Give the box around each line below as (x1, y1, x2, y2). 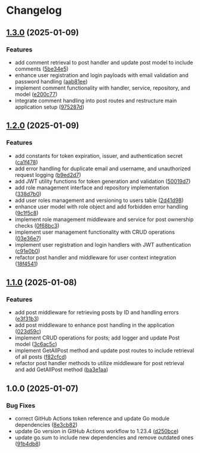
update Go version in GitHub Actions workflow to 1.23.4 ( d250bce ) (14, 427, 179, 434)
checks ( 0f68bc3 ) (14, 222, 60, 229)
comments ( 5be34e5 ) (14, 65, 69, 72)
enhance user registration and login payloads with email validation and (14, 71, 189, 78)
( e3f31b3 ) (14, 315, 39, 323)
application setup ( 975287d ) (14, 103, 85, 111)
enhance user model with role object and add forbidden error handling (14, 203, 188, 210)
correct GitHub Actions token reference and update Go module (14, 415, 170, 422)
